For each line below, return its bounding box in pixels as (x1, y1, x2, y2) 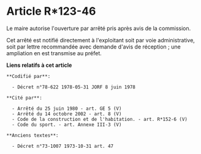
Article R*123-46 (6, 4, 96, 18)
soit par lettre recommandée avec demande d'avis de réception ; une (6, 43, 181, 50)
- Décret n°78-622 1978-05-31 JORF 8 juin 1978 (12, 84, 136, 90)
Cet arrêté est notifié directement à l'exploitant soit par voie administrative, (6, 36, 195, 44)
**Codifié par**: (6, 73, 51, 79)
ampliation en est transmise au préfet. (6, 49, 102, 56)
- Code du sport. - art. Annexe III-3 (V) (12, 121, 122, 128)
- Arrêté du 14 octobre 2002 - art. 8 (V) (12, 110, 122, 117)
